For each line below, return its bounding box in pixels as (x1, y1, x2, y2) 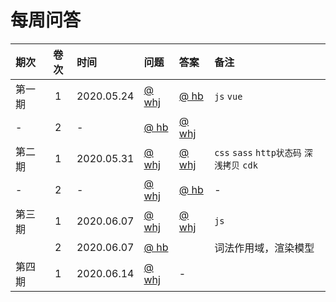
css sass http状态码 (214, 147, 302, 158)
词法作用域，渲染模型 (214, 241, 315, 255)
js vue (214, 91, 243, 102)
